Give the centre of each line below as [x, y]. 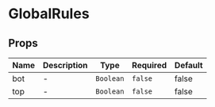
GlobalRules [49, 14]
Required [150, 65]
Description [65, 65]
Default [189, 65]
